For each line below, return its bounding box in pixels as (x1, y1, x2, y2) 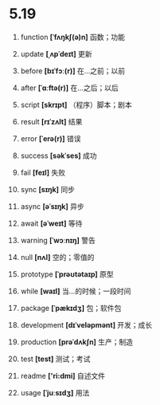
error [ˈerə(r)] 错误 (20, 133, 81, 144)
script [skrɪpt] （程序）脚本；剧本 (20, 100, 132, 109)
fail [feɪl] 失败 (20, 167, 66, 177)
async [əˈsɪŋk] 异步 (20, 201, 84, 211)
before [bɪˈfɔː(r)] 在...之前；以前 (20, 65, 126, 76)
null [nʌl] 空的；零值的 (20, 252, 95, 261)
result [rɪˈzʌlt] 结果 (20, 116, 83, 126)
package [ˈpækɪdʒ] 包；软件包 (20, 303, 122, 313)
